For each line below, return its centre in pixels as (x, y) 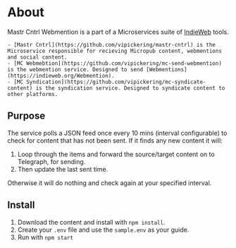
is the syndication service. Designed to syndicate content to (130, 88)
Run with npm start (45, 237)
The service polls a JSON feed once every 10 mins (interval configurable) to (117, 133)
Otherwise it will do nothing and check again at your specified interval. (110, 183)
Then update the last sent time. (63, 169)
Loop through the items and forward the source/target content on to (116, 154)
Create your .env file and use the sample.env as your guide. (103, 230)
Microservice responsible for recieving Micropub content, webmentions (114, 51)
